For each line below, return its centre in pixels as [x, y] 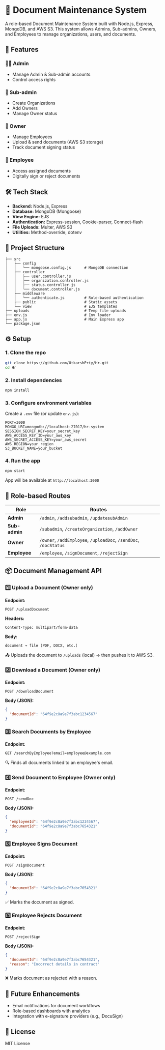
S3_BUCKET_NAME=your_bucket [34, 449]
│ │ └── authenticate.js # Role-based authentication [74, 298]
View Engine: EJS [30, 217]
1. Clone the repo [26, 352]
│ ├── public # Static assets [61, 302]
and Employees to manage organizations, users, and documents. [71, 34]
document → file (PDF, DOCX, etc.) [41, 645]
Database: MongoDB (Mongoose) [47, 211]
